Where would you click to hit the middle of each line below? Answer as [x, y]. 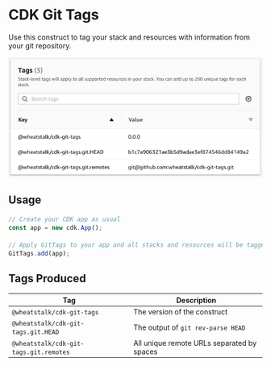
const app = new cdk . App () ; [56, 228]
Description [196, 300]
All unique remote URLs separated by [195, 343]
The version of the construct [181, 312]
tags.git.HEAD [35, 332]
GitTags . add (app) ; [39, 253]
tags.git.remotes [41, 352]
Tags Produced [47, 279]
